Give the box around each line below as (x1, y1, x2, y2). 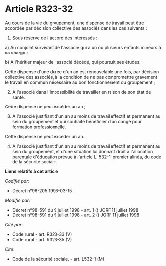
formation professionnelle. (12, 124, 66, 130)
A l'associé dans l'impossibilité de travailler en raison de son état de (12, 89, 151, 95)
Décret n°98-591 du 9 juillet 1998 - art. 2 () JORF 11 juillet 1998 (12, 212, 140, 218)
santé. (12, 94, 25, 100)
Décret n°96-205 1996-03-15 (12, 187, 72, 194)
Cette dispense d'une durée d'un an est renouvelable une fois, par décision (5, 68, 159, 75)
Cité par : (5, 221, 23, 227)
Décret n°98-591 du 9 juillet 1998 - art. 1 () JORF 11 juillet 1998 (12, 207, 139, 213)
